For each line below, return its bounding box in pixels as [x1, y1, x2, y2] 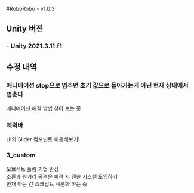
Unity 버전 [6, 24, 44, 34]
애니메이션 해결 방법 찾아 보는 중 [6, 105, 82, 112]
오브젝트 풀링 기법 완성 [6, 165, 59, 172]
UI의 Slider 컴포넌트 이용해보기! [6, 136, 80, 143]
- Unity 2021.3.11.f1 [6, 42, 63, 50]
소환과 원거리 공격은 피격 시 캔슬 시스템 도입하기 [6, 173, 118, 180]
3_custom [6, 151, 36, 160]
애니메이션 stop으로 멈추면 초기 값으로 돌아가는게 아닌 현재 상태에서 [6, 81, 189, 89]
